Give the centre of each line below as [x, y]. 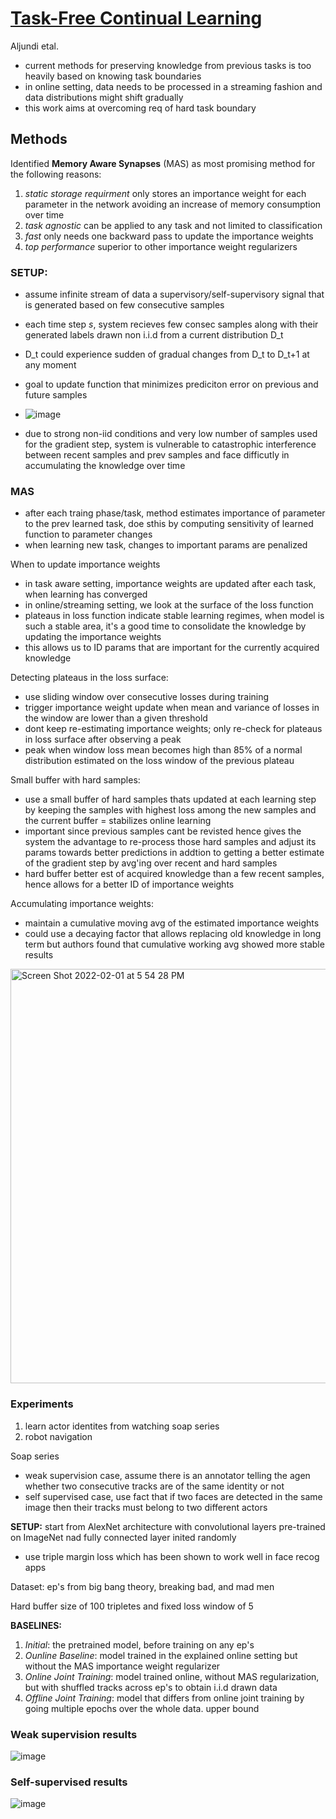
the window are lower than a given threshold [116, 718]
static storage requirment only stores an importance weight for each [165, 193]
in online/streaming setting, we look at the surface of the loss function [169, 605]
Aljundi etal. [34, 46]
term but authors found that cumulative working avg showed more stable [174, 944]
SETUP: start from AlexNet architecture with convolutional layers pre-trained [168, 1526]
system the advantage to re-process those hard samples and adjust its [170, 842]
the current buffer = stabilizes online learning [118, 821]
